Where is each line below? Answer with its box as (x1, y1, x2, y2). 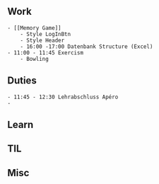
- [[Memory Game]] (7, 24, 61, 31)
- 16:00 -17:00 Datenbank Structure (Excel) (20, 42, 153, 50)
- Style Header (20, 37, 65, 44)
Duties (7, 74, 37, 87)
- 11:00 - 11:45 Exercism (7, 49, 83, 56)
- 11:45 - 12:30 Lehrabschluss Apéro (7, 93, 119, 100)
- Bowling (20, 55, 49, 62)
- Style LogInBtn (20, 30, 71, 38)
